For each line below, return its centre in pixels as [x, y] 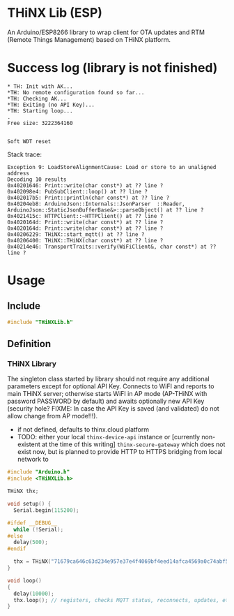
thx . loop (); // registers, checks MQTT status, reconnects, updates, [116, 600]
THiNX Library [32, 364]
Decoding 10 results [37, 179]
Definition [29, 344]
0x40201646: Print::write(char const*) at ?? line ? [85, 185]
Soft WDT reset [29, 141]
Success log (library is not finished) [112, 68]
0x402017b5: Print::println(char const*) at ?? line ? [88, 198]
